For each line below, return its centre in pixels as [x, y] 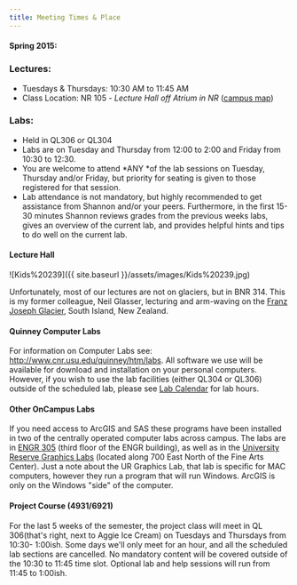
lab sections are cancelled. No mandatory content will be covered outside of [148, 554]
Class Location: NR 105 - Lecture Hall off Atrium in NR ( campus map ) [148, 98]
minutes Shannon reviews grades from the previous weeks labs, [151, 215]
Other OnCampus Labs [52, 409]
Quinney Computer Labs [55, 331]
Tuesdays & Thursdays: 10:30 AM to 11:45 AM [105, 88]
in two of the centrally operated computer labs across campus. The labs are [148, 438]
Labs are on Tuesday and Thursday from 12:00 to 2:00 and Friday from [151, 149]
